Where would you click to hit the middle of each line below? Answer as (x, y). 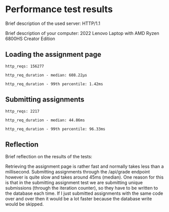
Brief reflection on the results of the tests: (49, 157)
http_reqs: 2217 (22, 111)
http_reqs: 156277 (25, 66)
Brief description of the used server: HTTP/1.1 (53, 23)
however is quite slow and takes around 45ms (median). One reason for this (84, 177)
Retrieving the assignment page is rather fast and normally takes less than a (84, 166)
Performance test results (59, 9)
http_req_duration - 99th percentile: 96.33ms (55, 129)
